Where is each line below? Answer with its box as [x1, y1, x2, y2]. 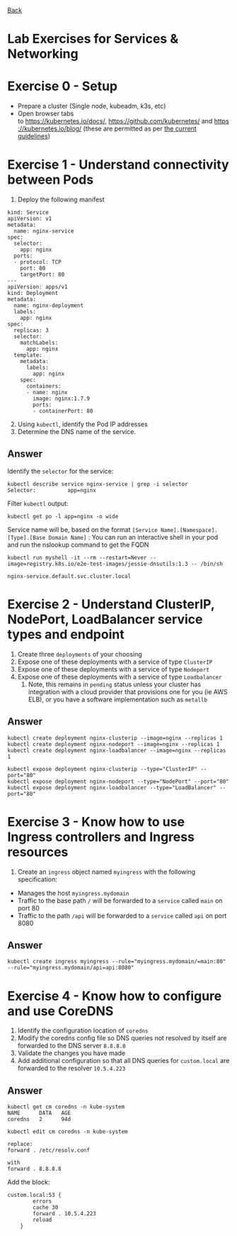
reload [33, 1216, 52, 1224]
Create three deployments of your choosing [17, 650, 143, 658]
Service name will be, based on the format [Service [7, 525, 158, 534]
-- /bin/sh [190, 560, 223, 567]
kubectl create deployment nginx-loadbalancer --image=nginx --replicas [7, 747, 226, 754]
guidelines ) [17, 132, 51, 140]
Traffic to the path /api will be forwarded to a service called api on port [17, 911, 227, 920]
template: [13, 352, 42, 359]
